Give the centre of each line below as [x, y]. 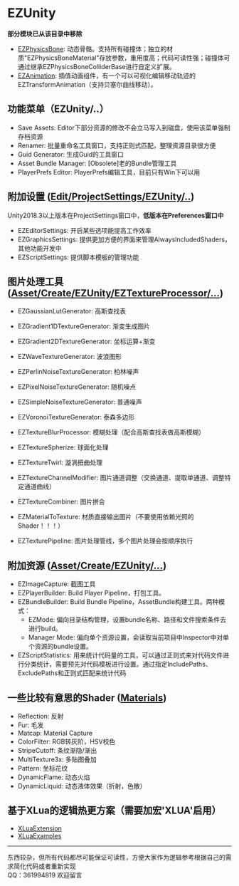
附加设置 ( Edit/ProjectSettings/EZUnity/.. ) [101, 197]
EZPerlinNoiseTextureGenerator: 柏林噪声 [78, 372]
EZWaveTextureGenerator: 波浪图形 [70, 357]
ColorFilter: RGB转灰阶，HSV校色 [67, 741]
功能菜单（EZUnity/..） [58, 109]
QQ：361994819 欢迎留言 [45, 875]
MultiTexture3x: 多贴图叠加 [57, 759]
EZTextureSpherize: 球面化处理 [63, 447]
